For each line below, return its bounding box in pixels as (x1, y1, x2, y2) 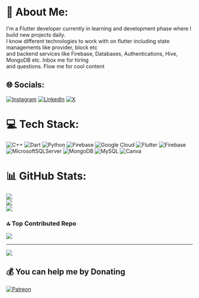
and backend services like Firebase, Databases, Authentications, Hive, (6, 50, 178, 57)
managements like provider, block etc (6, 44, 98, 51)
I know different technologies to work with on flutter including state (6, 37, 170, 44)
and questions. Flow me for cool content (6, 62, 105, 70)
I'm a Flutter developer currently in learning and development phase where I (6, 25, 191, 32)
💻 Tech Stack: (6, 117, 79, 131)
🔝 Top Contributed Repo (6, 219, 77, 227)
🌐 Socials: (6, 80, 45, 90)
